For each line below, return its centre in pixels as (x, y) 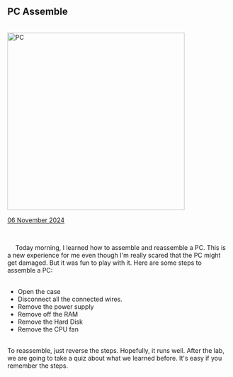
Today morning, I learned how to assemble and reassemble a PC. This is (121, 247)
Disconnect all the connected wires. (70, 299)
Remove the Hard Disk (50, 322)
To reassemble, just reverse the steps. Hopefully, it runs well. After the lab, (116, 350)
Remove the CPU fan (48, 329)
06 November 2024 (36, 220)
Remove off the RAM (48, 314)
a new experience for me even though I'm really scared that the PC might (114, 255)
